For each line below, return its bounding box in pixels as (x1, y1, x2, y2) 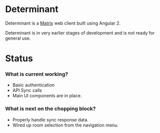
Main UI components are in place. (12, 93, 82, 99)
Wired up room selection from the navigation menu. (12, 122, 119, 128)
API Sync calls (12, 87, 42, 93)
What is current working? (5, 71, 68, 78)
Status (5, 53, 33, 64)
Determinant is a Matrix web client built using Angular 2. (5, 20, 121, 26)
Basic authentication (12, 82, 55, 88)
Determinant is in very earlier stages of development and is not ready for (5, 30, 155, 36)
